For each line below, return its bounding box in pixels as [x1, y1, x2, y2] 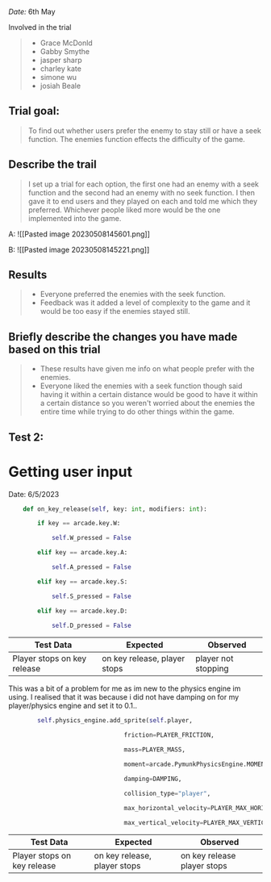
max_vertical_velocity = [123, 818, 204, 826]
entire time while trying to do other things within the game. [40, 407, 236, 416]
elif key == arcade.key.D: [37, 607, 128, 615]
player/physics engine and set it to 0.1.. [8, 701, 138, 711]
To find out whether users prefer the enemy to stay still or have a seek [27, 125, 262, 136]
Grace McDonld [40, 38, 93, 48]
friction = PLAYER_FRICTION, [123, 731, 215, 739]
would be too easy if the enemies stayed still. [40, 307, 190, 316]
